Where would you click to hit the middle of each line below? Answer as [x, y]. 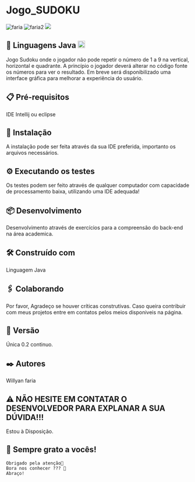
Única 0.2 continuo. [30, 345]
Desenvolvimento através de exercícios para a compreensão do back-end [95, 228]
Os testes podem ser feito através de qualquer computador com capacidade [98, 185]
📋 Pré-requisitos [38, 97]
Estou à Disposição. [30, 431]
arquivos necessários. [33, 153]
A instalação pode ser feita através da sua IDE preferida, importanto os [91, 147]
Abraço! [15, 473]
